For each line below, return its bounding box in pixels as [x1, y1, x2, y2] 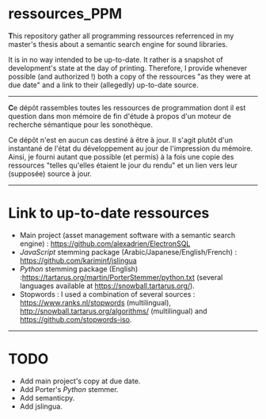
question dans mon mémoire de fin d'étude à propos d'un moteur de [8, 111, 232, 121]
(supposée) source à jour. [8, 168, 93, 179]
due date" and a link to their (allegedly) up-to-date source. [8, 80, 199, 90]
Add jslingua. [19, 402, 63, 411]
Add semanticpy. [19, 393, 75, 402]
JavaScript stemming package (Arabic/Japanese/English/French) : [19, 247, 237, 256]
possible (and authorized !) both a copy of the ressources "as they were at [8, 71, 251, 81]
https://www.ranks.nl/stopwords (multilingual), [19, 298, 172, 307]
